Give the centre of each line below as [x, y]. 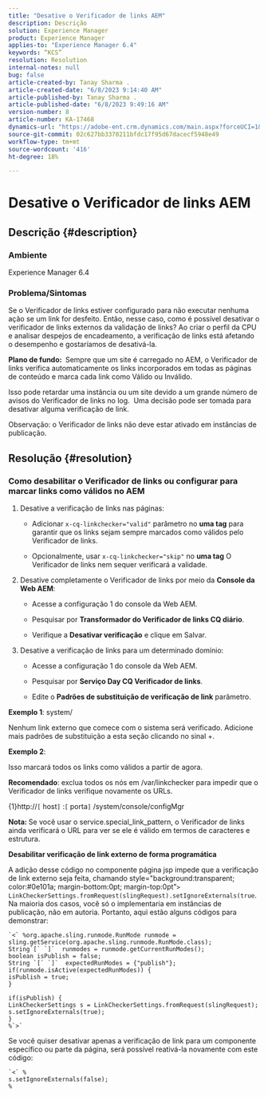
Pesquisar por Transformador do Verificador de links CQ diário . [138, 620]
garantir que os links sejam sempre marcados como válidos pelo [138, 532]
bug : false [26, 75]
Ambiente [28, 255]
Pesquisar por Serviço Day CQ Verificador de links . [117, 681]
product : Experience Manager [57, 38]
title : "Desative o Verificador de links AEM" [87, 16]
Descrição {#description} [73, 232]
